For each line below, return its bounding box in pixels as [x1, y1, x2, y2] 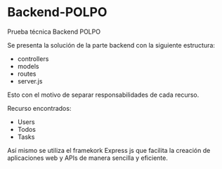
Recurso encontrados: [7, 104, 72, 112]
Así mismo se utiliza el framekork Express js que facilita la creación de [7, 146, 211, 154]
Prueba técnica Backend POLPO [7, 27, 100, 36]
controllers [17, 54, 49, 63]
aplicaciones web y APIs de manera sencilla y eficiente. [7, 154, 169, 162]
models [17, 62, 39, 70]
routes [17, 69, 37, 78]
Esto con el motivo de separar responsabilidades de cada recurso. [7, 90, 200, 99]
